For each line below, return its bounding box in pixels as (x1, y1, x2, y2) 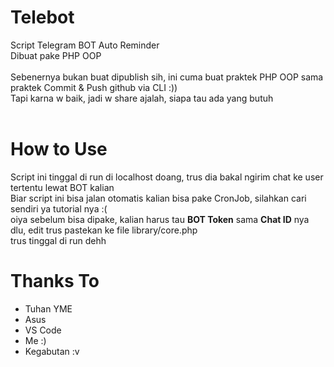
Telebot (10, 6, 75, 29)
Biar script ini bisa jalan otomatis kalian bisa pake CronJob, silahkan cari (10, 192, 307, 204)
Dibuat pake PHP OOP (10, 49, 102, 61)
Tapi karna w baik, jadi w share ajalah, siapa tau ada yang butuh (10, 92, 274, 104)
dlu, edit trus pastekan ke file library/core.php (10, 224, 198, 236)
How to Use (10, 138, 108, 161)
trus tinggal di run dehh (10, 234, 107, 246)
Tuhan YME (24, 302, 73, 315)
